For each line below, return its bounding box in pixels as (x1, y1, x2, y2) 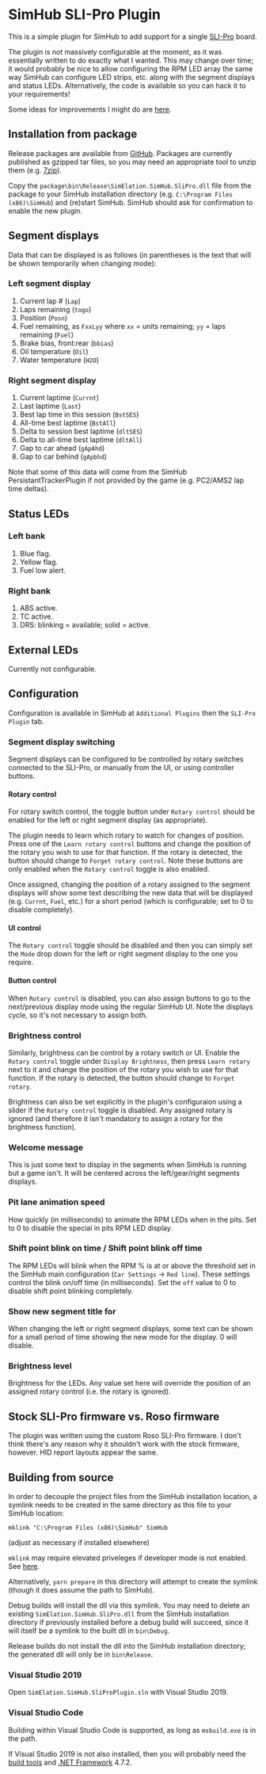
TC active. (19, 612, 54, 621)
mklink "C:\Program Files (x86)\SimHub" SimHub (8, 1524, 169, 1532)
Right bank (8, 585, 51, 596)
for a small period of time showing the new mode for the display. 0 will (8, 1333, 237, 1342)
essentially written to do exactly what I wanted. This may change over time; (8, 55, 254, 65)
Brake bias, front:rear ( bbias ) (19, 338, 114, 348)
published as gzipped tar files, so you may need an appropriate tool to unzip (8, 157, 257, 166)
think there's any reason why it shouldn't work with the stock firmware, (8, 1440, 240, 1449)
